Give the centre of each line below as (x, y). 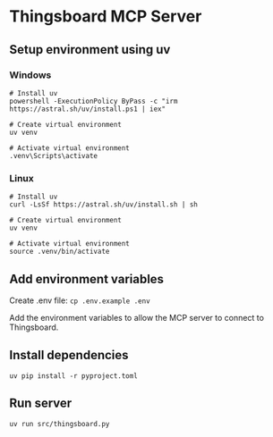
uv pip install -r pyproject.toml (74, 376)
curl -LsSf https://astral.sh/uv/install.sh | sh (104, 205)
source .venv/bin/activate (60, 252)
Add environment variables (86, 279)
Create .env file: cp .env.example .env (80, 300)
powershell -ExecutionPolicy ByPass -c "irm (94, 101)
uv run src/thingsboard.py (60, 424)
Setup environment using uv (90, 50)
